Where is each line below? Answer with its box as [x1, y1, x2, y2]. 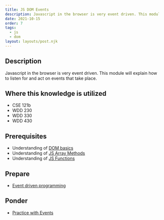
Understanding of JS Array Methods [12, 150, 85, 156]
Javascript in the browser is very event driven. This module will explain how [5, 70, 158, 76]
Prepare [5, 170, 30, 178]
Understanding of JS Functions [12, 155, 75, 161]
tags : [5, 25, 16, 30]
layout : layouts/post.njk [5, 39, 58, 44]
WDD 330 [12, 113, 32, 119]
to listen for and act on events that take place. [5, 75, 97, 81]
